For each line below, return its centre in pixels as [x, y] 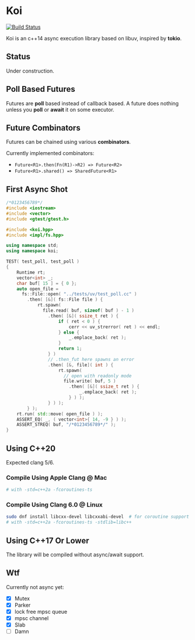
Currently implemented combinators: [50, 153]
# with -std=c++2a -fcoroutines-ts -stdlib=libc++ [69, 522]
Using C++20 [31, 448]
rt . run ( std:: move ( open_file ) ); [60, 414]
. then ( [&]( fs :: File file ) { [65, 300]
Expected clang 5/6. [30, 462]
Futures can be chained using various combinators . [69, 142]
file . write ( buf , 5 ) [90, 381]
